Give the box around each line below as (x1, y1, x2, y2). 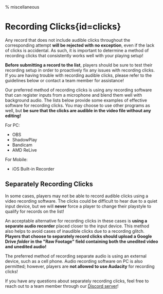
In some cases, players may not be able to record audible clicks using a (5, 193, 148, 199)
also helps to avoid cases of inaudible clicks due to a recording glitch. (5, 228, 145, 234)
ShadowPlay (12, 137, 37, 142)
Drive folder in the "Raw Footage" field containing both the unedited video (5, 238, 158, 244)
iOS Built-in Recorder (12, 166, 54, 172)
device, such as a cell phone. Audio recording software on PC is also (5, 258, 143, 264)
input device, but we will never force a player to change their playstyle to (5, 203, 152, 209)
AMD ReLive (12, 147, 37, 153)
